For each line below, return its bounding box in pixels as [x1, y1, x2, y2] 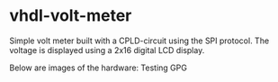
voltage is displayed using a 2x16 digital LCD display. [9, 44, 205, 55]
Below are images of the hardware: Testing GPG [9, 62, 187, 73]
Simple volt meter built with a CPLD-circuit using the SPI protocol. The [9, 35, 270, 46]
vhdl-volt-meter [9, 5, 132, 26]
